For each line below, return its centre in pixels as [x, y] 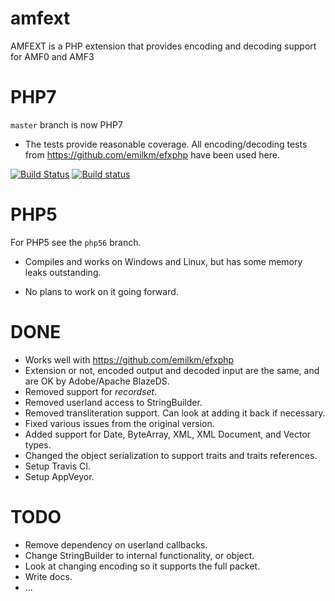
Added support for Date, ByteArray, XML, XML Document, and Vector [168, 434]
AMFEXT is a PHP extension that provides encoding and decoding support [163, 46]
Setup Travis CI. [58, 466]
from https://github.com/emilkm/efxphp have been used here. [152, 154]
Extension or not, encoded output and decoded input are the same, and [172, 370]
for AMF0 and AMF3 [52, 56]
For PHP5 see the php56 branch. [76, 242]
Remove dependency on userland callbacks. [116, 544]
